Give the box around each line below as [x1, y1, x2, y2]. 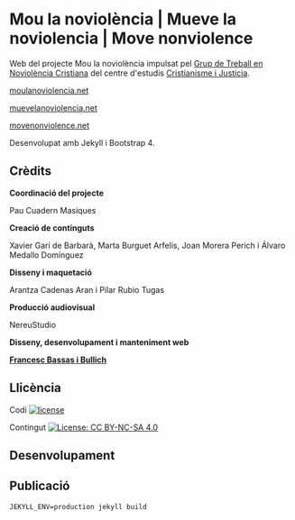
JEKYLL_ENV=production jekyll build [9, 502, 147, 511]
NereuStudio [9, 319, 57, 330]
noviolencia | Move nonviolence [9, 28, 254, 49]
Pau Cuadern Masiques [9, 205, 97, 215]
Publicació [9, 479, 70, 494]
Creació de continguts [9, 222, 95, 233]
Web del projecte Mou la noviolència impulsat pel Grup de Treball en [9, 58, 263, 68]
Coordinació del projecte [9, 187, 105, 198]
